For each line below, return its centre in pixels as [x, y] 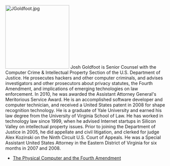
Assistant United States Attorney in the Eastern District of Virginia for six [81, 143]
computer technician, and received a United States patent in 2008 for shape [85, 105]
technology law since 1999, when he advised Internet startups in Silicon [81, 121]
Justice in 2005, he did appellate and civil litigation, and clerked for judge [82, 132]
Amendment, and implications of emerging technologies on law [72, 89]
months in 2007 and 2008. [33, 148]
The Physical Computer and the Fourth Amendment [67, 158]
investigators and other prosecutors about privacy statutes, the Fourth [79, 83]
